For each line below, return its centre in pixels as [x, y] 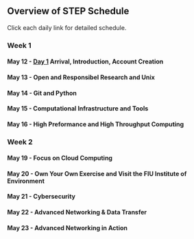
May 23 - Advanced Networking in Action [68, 227]
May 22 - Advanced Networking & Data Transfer [77, 212]
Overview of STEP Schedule [68, 11]
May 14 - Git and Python [42, 93]
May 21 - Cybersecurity [41, 197]
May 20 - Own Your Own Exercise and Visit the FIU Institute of [97, 173]
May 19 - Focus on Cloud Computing [60, 158]
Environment [26, 181]
